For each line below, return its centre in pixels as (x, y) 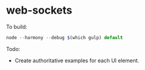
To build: (17, 27)
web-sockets (39, 10)
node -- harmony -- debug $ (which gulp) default (65, 37)
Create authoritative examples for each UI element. (77, 61)
